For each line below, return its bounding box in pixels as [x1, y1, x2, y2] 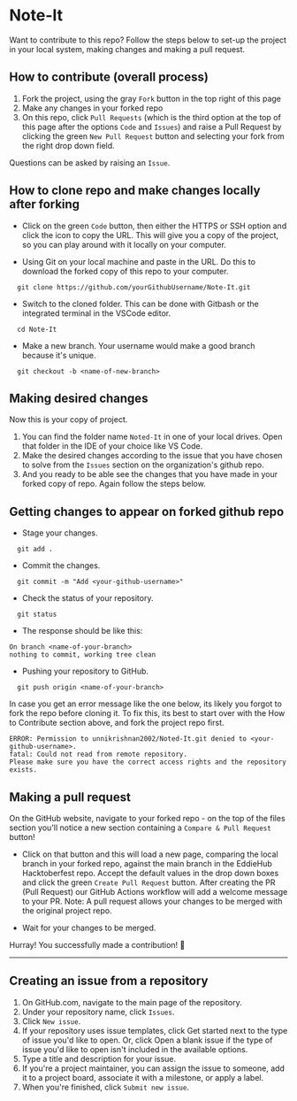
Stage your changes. [21, 527, 99, 538]
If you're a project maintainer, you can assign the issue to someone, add [21, 1063, 286, 1074]
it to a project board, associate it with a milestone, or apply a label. [21, 1072, 263, 1082]
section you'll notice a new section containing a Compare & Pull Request [9, 822, 271, 833]
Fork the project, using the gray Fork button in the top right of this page [21, 93, 281, 104]
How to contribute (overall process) [9, 70, 209, 85]
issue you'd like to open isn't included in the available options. [21, 1043, 248, 1054]
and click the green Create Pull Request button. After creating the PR [21, 877, 276, 888]
